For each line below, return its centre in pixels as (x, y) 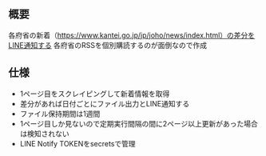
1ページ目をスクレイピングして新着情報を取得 (95, 94)
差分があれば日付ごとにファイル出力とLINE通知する (105, 103)
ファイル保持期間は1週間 (60, 114)
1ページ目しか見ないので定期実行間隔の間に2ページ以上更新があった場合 (139, 123)
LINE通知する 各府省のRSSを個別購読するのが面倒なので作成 (108, 45)
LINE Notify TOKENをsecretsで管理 (77, 143)
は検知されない (44, 134)
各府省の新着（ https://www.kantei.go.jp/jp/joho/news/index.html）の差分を (132, 35)
